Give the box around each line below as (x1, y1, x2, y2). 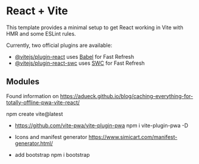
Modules (6, 77, 40, 87)
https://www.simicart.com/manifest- (88, 133, 178, 140)
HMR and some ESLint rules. (6, 30, 76, 37)
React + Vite (6, 4, 69, 18)
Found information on (6, 92, 59, 99)
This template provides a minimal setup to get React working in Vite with (6, 24, 184, 31)
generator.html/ (14, 140, 53, 147)
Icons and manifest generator (14, 133, 88, 140)
